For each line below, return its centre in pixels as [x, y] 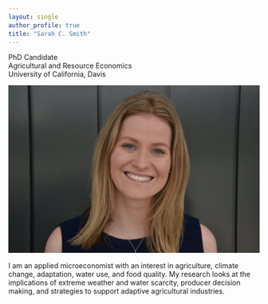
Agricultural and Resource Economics [70, 66]
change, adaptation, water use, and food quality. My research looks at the [130, 274]
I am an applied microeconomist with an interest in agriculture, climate [124, 266]
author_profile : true [44, 25]
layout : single [33, 17]
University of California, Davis [57, 74]
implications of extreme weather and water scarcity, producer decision [124, 282]
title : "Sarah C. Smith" [49, 34]
